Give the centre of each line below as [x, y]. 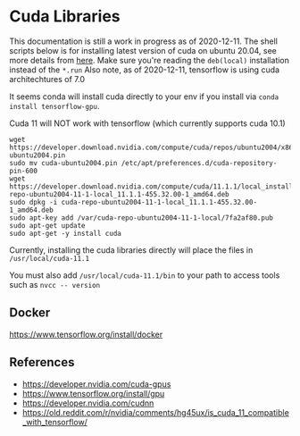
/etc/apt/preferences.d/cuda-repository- [199, 163]
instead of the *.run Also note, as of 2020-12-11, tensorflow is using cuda [144, 70]
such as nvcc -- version [55, 284]
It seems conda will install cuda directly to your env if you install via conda [144, 96]
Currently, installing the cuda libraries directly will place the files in [131, 250]
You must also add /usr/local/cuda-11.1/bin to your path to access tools [145, 275]
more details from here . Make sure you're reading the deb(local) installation [150, 60]
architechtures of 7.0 [47, 79]
